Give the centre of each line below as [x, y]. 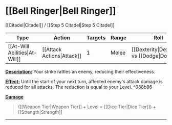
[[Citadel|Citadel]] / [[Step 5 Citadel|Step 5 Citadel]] [60, 25]
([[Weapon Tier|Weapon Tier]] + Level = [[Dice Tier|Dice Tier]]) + [87, 107]
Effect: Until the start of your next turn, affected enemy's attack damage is [84, 81]
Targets [96, 37]
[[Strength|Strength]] [40, 112]
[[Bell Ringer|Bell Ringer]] [61, 11]
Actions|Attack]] [62, 56]
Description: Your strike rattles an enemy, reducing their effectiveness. [80, 71]
